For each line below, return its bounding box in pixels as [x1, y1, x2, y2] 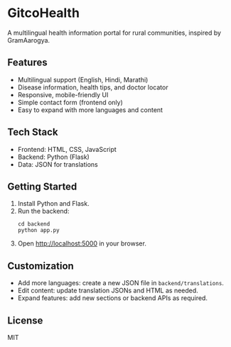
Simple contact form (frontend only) [17, 98, 123, 106]
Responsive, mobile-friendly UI [17, 90, 109, 99]
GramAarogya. [7, 35, 50, 44]
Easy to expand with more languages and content [17, 105, 163, 114]
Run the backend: [17, 207, 70, 216]
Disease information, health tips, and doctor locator [17, 83, 168, 92]
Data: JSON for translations [17, 160, 98, 168]
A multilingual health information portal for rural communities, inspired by [7, 28, 222, 37]
